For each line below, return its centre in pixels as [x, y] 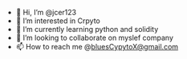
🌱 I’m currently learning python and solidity [87, 29]
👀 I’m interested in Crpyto [58, 21]
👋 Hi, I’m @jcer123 [46, 12]
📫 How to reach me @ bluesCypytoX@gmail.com [97, 47]
